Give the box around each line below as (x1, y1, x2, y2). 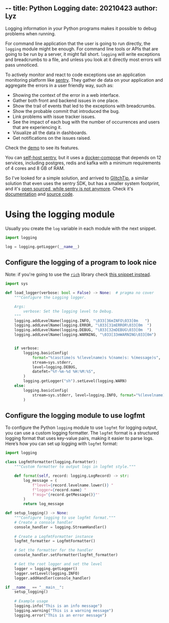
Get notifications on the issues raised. (12, 135, 92, 141)
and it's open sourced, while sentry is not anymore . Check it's (5, 185, 133, 192)
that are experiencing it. (12, 124, 62, 130)
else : (14, 383, 26, 389)
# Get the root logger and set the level (14, 562, 102, 567)
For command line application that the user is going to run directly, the (5, 40, 151, 46)
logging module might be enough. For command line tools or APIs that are (5, 45, 158, 52)
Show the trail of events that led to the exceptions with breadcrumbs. (12, 103, 156, 109)
